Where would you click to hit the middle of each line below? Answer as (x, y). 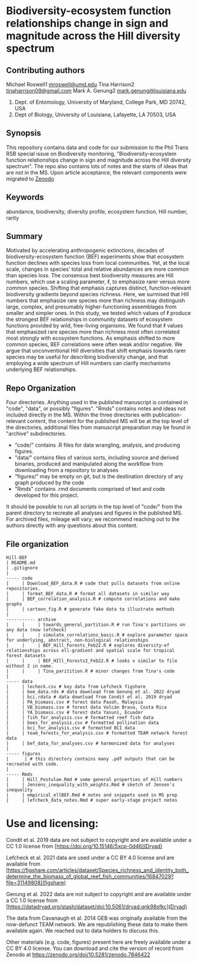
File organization (37, 544)
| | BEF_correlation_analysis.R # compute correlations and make (93, 599)
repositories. (24, 589)
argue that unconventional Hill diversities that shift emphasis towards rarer (96, 351)
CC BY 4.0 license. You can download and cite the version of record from (95, 948)
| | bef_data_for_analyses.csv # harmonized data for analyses (91, 744)
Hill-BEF (17, 558)
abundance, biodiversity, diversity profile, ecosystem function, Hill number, (97, 211)
